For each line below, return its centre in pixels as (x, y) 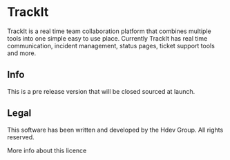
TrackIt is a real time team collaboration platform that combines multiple (109, 31)
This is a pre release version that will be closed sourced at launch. (101, 91)
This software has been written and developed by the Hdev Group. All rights (115, 130)
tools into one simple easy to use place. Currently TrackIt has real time (107, 38)
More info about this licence (47, 150)
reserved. (21, 137)
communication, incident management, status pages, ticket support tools (111, 46)
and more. (22, 53)
